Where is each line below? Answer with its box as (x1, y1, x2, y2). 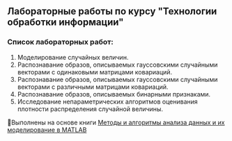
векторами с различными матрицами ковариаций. (17, 83, 169, 91)
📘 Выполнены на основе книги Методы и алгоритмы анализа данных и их (7, 118, 225, 126)
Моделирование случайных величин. (17, 53, 129, 61)
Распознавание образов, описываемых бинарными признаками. (17, 90, 211, 98)
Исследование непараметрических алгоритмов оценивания (17, 97, 199, 106)
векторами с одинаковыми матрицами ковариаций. (17, 67, 173, 76)
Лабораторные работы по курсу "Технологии (7, 6, 217, 17)
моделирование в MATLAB (7, 125, 87, 134)
